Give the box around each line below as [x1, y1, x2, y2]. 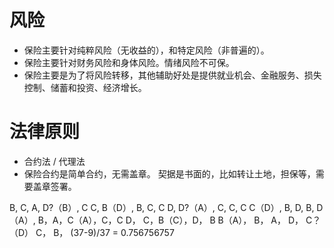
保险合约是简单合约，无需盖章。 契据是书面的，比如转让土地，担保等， [23, 167, 316, 180]
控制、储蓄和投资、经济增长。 [23, 81, 147, 93]
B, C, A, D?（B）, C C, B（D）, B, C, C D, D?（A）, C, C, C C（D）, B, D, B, [9, 201, 315, 213]
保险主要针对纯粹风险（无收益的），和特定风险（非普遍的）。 [23, 44, 270, 56]
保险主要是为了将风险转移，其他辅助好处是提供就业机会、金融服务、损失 [23, 69, 322, 81]
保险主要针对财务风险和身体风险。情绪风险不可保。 [23, 56, 235, 68]
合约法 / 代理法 [23, 155, 86, 167]
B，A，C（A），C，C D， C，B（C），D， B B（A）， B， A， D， [37, 214, 304, 226]
